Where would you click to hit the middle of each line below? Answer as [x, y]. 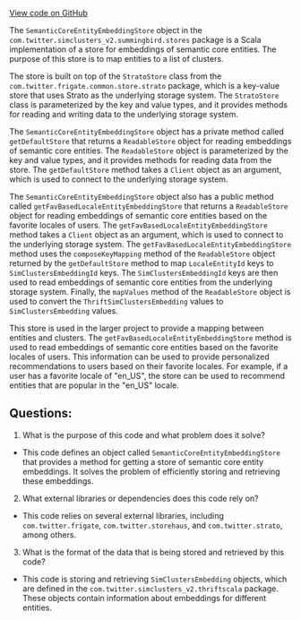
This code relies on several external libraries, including [123, 515]
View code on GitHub [48, 13]
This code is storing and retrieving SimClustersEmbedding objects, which [155, 579]
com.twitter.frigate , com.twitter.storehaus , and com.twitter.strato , [152, 525]
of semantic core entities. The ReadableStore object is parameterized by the [149, 151]
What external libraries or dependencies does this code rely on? [140, 498]
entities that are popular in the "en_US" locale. [94, 385]
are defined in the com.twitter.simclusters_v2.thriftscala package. [150, 588]
